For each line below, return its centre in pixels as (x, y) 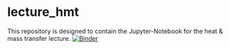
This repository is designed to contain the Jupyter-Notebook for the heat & (115, 31)
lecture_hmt (43, 12)
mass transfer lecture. (39, 38)
